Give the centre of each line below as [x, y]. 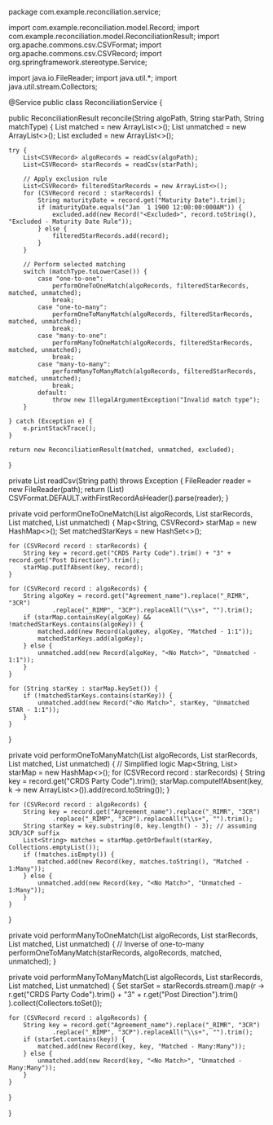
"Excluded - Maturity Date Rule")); [70, 222]
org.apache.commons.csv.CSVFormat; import [85, 45]
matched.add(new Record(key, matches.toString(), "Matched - [144, 862]
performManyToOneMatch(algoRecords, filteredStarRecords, [152, 343]
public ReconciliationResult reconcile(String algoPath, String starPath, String [136, 118]
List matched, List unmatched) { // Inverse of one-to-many [106, 944]
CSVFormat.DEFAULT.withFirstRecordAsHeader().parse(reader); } [119, 498]
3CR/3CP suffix [34, 833]
